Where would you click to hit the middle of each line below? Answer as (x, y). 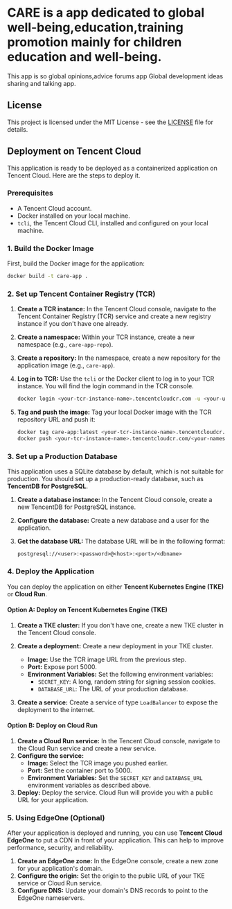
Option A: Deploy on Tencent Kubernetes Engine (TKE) (87, 610)
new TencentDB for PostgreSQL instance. (77, 507)
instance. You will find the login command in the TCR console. (105, 386)
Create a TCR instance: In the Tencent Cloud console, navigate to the (117, 309)
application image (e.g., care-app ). (66, 365)
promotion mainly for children (95, 42)
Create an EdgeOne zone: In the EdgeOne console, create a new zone (118, 861)
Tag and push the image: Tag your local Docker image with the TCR (114, 412)
